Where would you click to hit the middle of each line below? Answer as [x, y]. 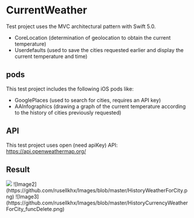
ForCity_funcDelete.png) [35, 209]
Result [18, 169]
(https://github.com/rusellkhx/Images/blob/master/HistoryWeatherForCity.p [97, 191]
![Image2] [25, 184]
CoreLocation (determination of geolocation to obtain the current [93, 37]
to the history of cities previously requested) [68, 112]
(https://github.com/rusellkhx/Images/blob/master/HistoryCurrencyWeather [97, 203]
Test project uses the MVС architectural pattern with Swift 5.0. [81, 26]
